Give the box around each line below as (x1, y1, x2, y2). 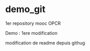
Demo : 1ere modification (5, 30, 57, 36)
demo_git (5, 4, 46, 15)
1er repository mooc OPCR (5, 20, 61, 26)
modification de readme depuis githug (5, 39, 85, 46)
